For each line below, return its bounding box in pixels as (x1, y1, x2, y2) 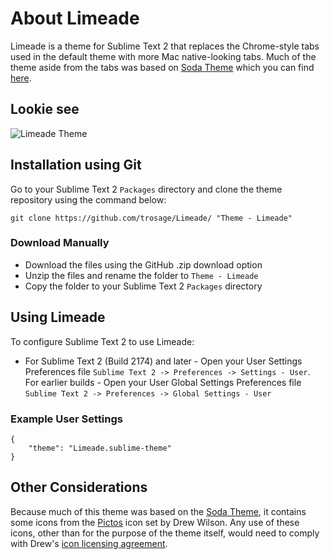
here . (10, 72, 32, 84)
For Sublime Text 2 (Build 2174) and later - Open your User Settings (24, 355, 303, 367)
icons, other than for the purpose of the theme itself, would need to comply (10, 527, 320, 539)
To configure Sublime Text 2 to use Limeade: (10, 335, 195, 347)
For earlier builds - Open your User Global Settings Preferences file (24, 376, 302, 388)
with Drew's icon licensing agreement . (10, 537, 168, 549)
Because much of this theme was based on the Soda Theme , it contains (10, 505, 307, 517)
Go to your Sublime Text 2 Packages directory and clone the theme (10, 183, 283, 195)
